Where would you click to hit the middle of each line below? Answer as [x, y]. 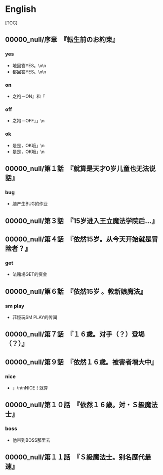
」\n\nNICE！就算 [30, 388]
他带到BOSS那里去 [31, 440]
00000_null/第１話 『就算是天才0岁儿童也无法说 [80, 169]
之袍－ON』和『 [29, 96]
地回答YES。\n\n [29, 65]
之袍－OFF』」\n [28, 121]
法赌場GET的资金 [30, 274]
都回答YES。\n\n [29, 72]
